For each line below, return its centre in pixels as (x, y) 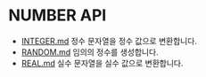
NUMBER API (58, 15)
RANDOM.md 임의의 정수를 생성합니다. (90, 52)
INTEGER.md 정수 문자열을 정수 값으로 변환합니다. (109, 41)
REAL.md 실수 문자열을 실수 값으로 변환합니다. (102, 63)
